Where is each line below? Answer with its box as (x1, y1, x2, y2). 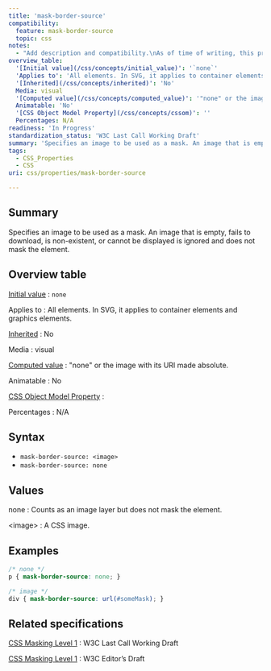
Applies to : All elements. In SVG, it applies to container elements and (8, 304, 238, 314)
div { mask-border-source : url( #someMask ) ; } (8, 594, 164, 603)
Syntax (8, 430, 45, 444)
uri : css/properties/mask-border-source (8, 169, 147, 177)
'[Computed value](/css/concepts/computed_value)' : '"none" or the (15, 94, 248, 102)
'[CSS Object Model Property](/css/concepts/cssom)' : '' (15, 110, 211, 118)
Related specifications (8, 617, 123, 631)
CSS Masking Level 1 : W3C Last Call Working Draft (8, 638, 179, 648)
